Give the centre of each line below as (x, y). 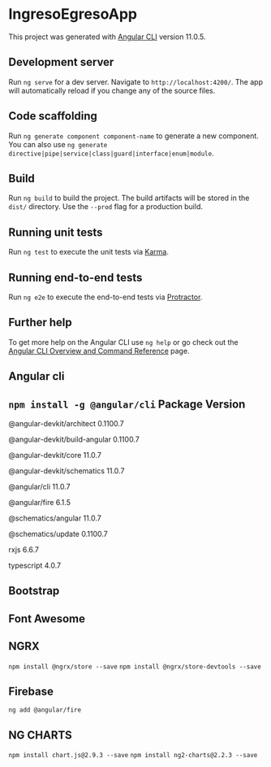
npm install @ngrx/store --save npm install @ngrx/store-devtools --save (135, 667)
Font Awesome (47, 619)
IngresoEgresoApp (73, 14)
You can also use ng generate (58, 144)
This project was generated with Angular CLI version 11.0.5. (107, 37)
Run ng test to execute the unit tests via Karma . (88, 252)
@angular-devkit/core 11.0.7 (55, 455)
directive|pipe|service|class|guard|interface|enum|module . (111, 153)
